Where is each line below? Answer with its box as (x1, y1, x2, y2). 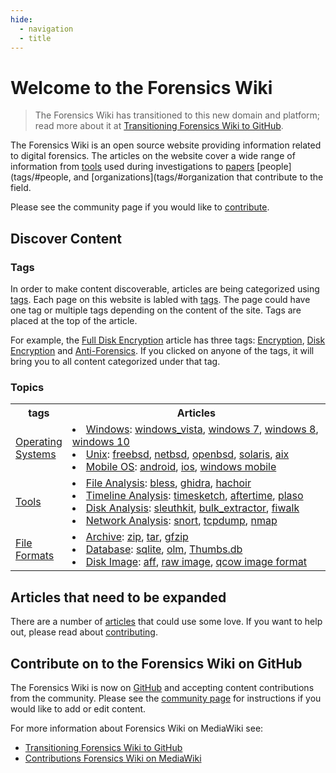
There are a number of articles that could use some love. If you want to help (10, 616, 323, 628)
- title (19, 33, 52, 43)
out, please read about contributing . (10, 626, 158, 638)
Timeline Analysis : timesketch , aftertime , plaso (85, 489, 304, 503)
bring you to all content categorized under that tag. (10, 356, 221, 367)
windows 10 (71, 435, 130, 449)
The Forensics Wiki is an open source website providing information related (10, 139, 322, 151)
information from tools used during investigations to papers (10, 161, 255, 173)
